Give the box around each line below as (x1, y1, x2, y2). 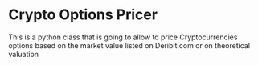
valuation (8, 49, 39, 59)
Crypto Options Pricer (8, 6, 158, 24)
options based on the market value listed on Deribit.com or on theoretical (8, 40, 251, 50)
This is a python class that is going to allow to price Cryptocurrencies (8, 32, 238, 42)
